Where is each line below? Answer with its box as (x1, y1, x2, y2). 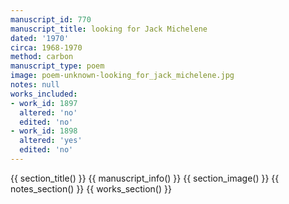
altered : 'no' (19, 107, 78, 118)
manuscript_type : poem (10, 61, 105, 71)
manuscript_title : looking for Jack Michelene (10, 24, 208, 34)
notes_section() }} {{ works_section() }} (10, 182, 172, 195)
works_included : (10, 89, 78, 99)
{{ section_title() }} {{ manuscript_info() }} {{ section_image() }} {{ (10, 172, 280, 184)
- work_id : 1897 (10, 98, 78, 108)
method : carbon (10, 52, 74, 62)
